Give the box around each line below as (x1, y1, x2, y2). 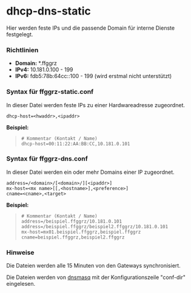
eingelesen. (6, 280, 35, 288)
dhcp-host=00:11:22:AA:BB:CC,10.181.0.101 (21, 140, 130, 146)
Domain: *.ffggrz (15, 59, 58, 67)
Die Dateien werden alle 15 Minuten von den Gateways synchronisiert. (6, 262, 181, 269)
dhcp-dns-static (6, 4, 91, 18)
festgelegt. (6, 30, 33, 38)
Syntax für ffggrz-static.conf (6, 88, 94, 96)
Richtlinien (6, 45, 39, 54)
